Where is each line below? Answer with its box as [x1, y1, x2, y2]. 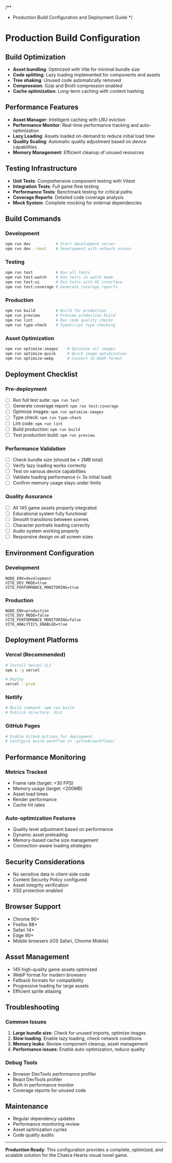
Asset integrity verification [12, 882, 69, 888]
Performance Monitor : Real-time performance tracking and [12, 122, 139, 128]
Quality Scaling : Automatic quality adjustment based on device [12, 138, 147, 144]
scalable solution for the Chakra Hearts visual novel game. [5, 1152, 128, 1158]
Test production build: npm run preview [12, 432, 95, 438]
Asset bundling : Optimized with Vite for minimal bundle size [12, 66, 140, 72]
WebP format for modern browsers [12, 972, 87, 978]
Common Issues [5, 1018, 47, 1025]
